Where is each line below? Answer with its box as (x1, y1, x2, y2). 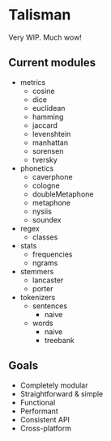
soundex (32, 214, 62, 224)
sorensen (32, 146, 64, 155)
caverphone (32, 172, 73, 181)
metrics (19, 77, 46, 87)
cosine (32, 86, 55, 95)
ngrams (32, 257, 58, 268)
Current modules (8, 56, 96, 70)
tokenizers (19, 292, 56, 302)
